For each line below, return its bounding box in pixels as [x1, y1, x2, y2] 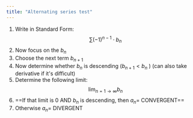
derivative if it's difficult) [14, 70, 76, 77]
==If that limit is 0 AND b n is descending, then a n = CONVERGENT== [14, 97, 185, 105]
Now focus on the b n [14, 46, 67, 55]
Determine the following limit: [14, 76, 88, 84]
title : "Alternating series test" [6, 8, 93, 15]
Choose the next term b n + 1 [14, 54, 84, 63]
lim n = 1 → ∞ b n [88, 85, 123, 95]
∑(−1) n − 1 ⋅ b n [89, 34, 122, 45]
